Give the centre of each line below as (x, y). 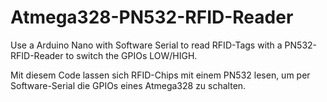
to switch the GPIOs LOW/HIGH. (131, 55)
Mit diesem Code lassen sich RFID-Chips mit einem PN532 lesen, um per (160, 75)
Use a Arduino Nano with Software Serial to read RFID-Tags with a (146, 45)
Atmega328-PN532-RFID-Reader (152, 17)
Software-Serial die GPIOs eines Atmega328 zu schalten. (128, 85)
